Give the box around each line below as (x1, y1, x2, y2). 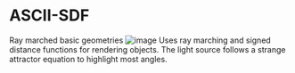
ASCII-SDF (9, 5, 90, 26)
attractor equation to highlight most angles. (9, 53, 168, 64)
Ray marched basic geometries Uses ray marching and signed (9, 35, 272, 45)
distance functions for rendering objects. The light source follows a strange (9, 44, 286, 54)
